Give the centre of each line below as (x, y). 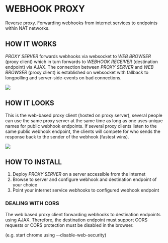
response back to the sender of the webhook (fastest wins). (67, 136)
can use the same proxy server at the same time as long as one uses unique (84, 120)
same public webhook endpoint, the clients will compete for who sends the (83, 131)
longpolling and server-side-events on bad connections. (63, 78)
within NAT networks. (27, 28)
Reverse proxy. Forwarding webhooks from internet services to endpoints (81, 23)
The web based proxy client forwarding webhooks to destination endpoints (83, 214)
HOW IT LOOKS (30, 103)
